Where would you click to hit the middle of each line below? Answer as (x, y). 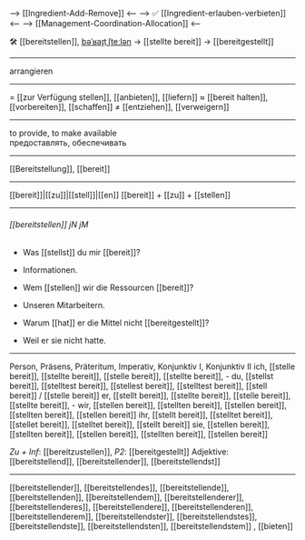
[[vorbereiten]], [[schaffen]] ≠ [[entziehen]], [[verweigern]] (119, 107)
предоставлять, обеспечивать (68, 143)
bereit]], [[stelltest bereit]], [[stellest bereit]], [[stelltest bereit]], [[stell (138, 386)
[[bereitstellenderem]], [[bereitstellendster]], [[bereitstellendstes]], (133, 516)
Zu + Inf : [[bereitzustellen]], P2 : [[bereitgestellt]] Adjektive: (119, 452)
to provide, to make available (63, 133)
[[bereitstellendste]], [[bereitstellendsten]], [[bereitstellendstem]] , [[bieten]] (151, 526)
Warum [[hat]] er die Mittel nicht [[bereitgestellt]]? (116, 323)
